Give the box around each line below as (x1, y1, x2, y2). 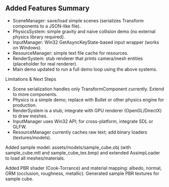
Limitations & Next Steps (5, 76, 57, 82)
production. (12, 102, 37, 108)
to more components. (12, 91, 58, 97)
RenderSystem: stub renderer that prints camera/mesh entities (12, 55, 143, 61)
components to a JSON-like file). (12, 23, 81, 29)
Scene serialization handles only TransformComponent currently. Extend (12, 86, 164, 92)
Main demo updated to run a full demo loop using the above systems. (12, 66, 158, 72)
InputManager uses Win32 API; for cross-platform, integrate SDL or (12, 118, 153, 124)
